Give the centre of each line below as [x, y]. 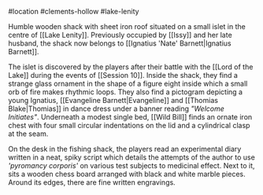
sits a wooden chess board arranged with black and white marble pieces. [127, 174]
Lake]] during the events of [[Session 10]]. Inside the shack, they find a [123, 75]
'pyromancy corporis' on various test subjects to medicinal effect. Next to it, [131, 166]
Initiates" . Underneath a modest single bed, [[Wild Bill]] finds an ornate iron [130, 117]
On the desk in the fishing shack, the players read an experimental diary [125, 149]
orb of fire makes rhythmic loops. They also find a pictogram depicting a [125, 92]
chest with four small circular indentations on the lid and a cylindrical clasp [129, 125]
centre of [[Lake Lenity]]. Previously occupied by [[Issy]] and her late [120, 35]
